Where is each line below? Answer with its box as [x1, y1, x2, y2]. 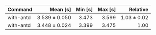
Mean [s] [50, 6, 71, 12]
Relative [129, 6, 149, 12]
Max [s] [97, 6, 116, 12]
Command [7, 6, 33, 12]
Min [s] [76, 6, 93, 12]
